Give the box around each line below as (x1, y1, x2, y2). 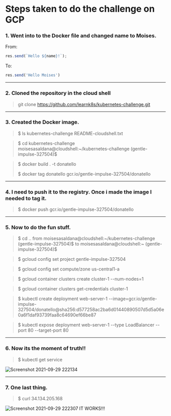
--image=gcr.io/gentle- (108, 296, 157, 302)
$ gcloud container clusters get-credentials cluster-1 (17, 286, 128, 292)
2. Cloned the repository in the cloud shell (5, 90, 111, 97)
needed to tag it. (5, 194, 47, 202)
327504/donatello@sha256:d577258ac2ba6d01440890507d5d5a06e (17, 307, 164, 313)
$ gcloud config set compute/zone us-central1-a (17, 266, 120, 272)
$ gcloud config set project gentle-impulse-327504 (17, 256, 126, 262)
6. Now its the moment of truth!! (5, 345, 86, 352)
